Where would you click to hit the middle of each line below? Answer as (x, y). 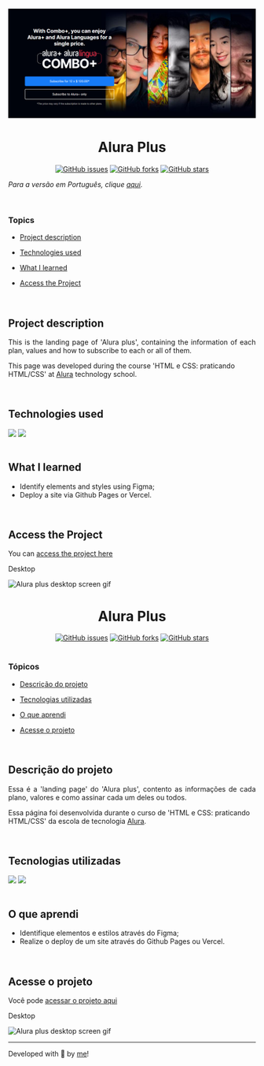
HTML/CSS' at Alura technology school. (73, 375)
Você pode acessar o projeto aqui (63, 1000)
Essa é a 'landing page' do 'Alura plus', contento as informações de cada (132, 788)
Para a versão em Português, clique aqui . (75, 184)
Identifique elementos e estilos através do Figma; (99, 933)
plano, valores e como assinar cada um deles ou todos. (97, 797)
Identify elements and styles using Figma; (87, 486)
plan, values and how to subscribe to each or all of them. (100, 351)
